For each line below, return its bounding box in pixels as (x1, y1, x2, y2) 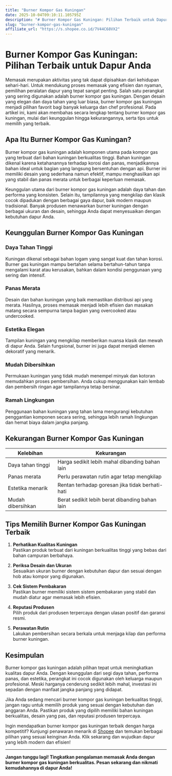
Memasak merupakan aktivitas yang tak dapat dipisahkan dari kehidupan (5, 77, 160, 83)
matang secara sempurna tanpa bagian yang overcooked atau (5, 307, 137, 314)
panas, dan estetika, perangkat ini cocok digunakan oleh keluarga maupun (5, 676, 162, 682)
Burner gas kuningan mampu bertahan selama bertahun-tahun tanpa (5, 261, 150, 267)
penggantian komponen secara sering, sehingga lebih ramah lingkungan (5, 413, 158, 420)
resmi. (12, 615, 27, 621)
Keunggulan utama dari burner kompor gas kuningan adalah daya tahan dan (5, 186, 166, 192)
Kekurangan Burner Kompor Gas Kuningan (5, 434, 144, 443)
